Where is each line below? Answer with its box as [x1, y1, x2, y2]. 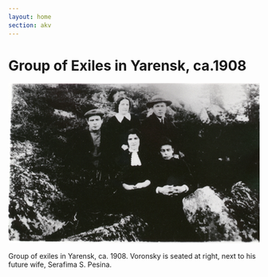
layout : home [8, 13, 52, 21]
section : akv [8, 21, 52, 29]
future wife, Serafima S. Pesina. [8, 259, 112, 269]
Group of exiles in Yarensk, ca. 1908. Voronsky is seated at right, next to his [8, 251, 257, 260]
